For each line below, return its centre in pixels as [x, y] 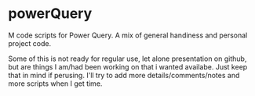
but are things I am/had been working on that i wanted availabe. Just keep [128, 66]
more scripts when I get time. [55, 84]
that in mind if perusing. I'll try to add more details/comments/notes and [124, 75]
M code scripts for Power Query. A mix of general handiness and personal [128, 35]
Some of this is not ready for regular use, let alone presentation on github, [127, 59]
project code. [30, 43]
